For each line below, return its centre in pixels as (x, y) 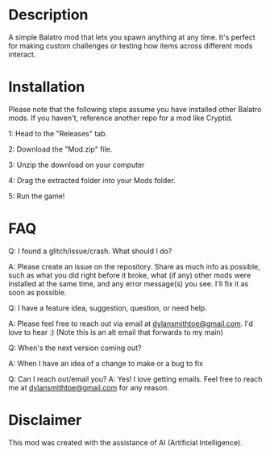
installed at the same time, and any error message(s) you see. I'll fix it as (129, 283)
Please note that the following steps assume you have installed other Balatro (135, 109)
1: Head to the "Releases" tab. (58, 133)
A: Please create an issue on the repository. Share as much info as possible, (134, 266)
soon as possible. (37, 292)
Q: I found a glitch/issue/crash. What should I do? (90, 251)
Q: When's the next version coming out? (75, 348)
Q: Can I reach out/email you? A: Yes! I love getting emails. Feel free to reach (135, 379)
